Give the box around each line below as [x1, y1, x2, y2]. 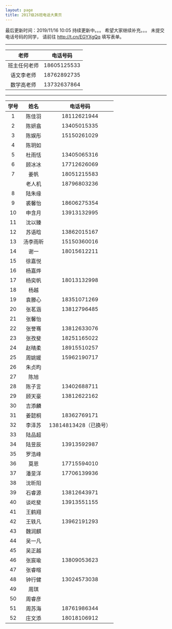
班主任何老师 [8, 62, 39, 69]
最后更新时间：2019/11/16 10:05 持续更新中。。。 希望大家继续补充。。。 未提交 [5, 27, 165, 33]
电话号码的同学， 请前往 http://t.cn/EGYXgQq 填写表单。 [5, 33, 124, 40]
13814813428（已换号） [49, 422, 112, 429]
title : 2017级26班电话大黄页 [5, 12, 62, 18]
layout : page [5, 7, 33, 13]
